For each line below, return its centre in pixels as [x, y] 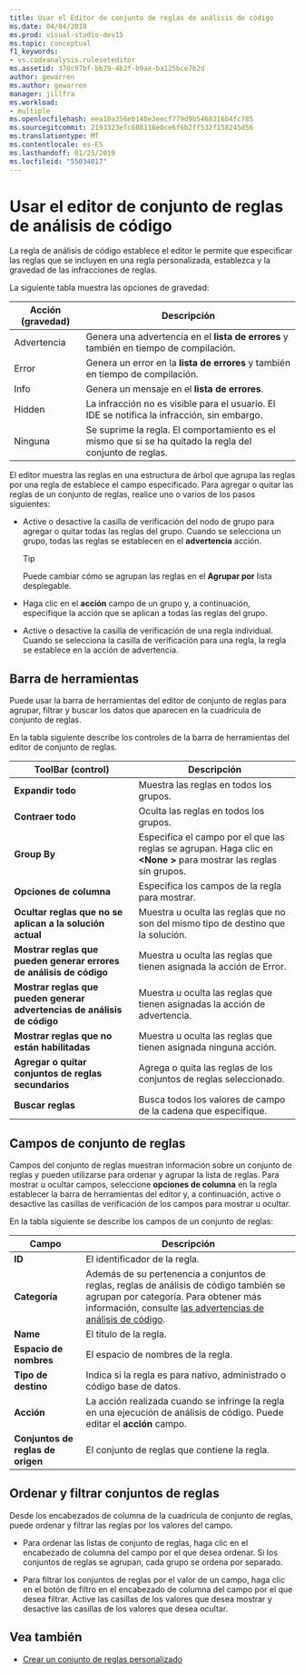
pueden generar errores [67, 962]
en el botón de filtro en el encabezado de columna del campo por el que [157, 1589]
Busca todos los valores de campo [212, 1100]
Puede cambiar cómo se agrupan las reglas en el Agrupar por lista [147, 576]
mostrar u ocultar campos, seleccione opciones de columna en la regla [143, 1185]
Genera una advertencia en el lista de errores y [187, 337]
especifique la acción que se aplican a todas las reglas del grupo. [145, 613]
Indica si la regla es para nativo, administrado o [186, 1375]
